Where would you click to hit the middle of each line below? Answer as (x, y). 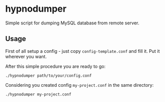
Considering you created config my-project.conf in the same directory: (79, 85)
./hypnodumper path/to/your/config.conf (49, 76)
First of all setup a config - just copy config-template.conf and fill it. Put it (82, 51)
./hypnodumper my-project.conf (38, 94)
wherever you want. (26, 56)
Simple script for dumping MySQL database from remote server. (72, 23)
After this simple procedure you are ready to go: (55, 66)
